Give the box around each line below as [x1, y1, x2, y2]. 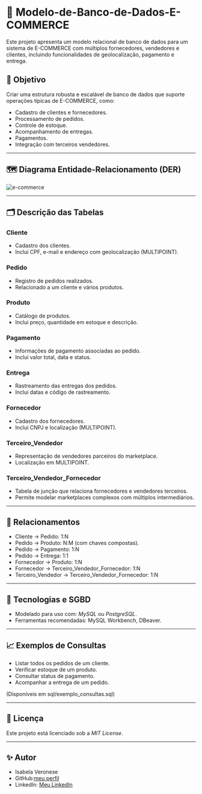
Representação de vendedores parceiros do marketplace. [14, 452, 158, 460]
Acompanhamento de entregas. [14, 128, 94, 135]
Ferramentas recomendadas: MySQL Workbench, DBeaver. [14, 617, 162, 624]
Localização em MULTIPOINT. [14, 459, 90, 466]
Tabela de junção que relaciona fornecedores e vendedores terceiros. [14, 487, 188, 495]
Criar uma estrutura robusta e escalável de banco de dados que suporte [6, 90, 185, 98]
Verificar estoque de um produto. [14, 666, 97, 673]
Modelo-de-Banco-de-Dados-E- [16, 5, 182, 19]
